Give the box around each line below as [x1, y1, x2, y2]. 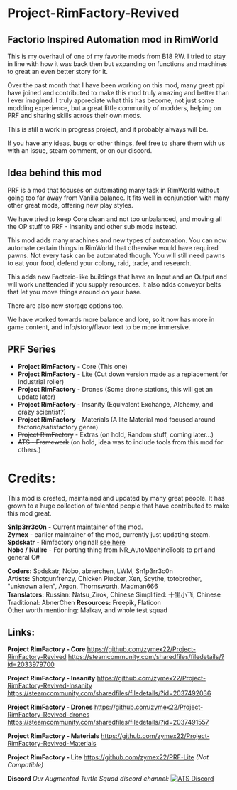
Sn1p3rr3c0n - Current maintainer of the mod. [7, 523, 143, 531]
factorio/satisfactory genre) [17, 422, 99, 431]
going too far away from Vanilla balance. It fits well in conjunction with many [7, 193, 230, 202]
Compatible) [7, 761, 44, 769]
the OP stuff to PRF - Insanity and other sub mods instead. [7, 222, 178, 230]
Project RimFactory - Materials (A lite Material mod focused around [17, 415, 216, 424]
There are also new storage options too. [7, 301, 124, 310]
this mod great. [7, 508, 52, 517]
